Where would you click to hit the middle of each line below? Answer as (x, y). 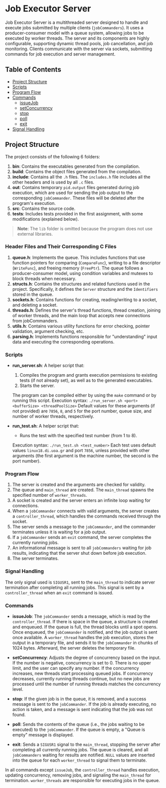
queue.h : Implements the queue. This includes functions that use (79, 257)
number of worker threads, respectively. (53, 416)
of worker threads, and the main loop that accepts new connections (81, 315)
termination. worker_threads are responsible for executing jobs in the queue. (83, 781)
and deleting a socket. (35, 305)
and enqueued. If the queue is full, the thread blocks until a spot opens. (85, 627)
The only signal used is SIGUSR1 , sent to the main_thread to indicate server (80, 582)
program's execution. (34, 203)
